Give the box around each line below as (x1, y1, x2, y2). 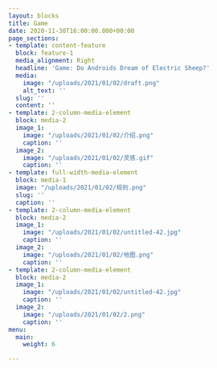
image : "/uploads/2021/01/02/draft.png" (23, 79, 160, 87)
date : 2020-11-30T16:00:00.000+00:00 (8, 27, 135, 35)
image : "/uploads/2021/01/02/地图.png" (23, 251, 154, 259)
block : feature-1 (15, 49, 74, 57)
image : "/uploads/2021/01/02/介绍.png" (23, 131, 154, 139)
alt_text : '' (23, 86, 67, 95)
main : (15, 333, 35, 341)
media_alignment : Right (15, 57, 95, 65)
